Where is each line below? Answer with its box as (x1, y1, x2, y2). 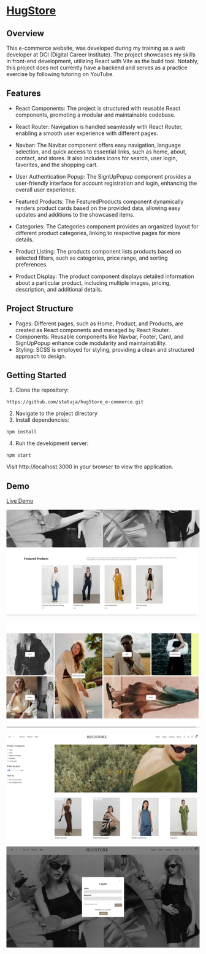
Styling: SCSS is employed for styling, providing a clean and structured (15, 346, 195, 353)
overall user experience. (15, 185, 77, 193)
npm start (6, 452, 32, 459)
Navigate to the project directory (15, 409, 98, 417)
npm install (6, 429, 37, 435)
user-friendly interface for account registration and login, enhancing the (15, 179, 197, 187)
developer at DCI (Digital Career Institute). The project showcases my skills (6, 51, 196, 58)
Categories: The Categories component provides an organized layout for (15, 222, 199, 230)
